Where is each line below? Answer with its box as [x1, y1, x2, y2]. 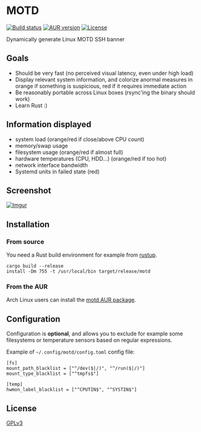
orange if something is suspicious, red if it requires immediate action [15, 82, 187, 89]
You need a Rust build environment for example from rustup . [6, 251, 157, 259]
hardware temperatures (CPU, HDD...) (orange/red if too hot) [15, 155, 167, 162]
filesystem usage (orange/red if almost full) [15, 148, 123, 156]
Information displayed [6, 119, 92, 130]
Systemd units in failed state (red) [15, 168, 100, 175]
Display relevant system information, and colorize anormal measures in [15, 75, 193, 83]
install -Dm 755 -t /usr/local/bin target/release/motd [6, 268, 151, 274]
